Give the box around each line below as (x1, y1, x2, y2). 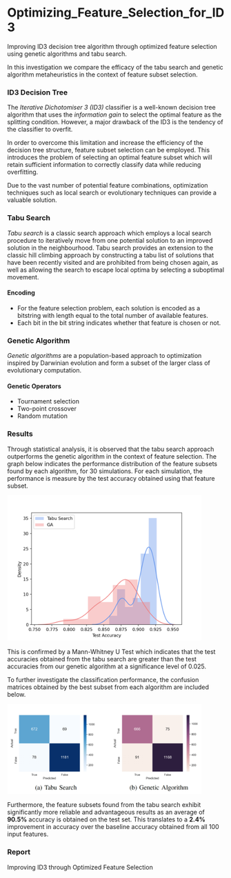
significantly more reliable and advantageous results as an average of (7, 808, 205, 817)
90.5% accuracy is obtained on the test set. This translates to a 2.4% (7, 815, 205, 824)
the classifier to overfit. (7, 126, 73, 134)
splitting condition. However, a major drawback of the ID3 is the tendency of (7, 118, 223, 126)
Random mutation (17, 412, 68, 420)
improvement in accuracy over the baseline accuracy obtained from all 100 (7, 823, 219, 831)
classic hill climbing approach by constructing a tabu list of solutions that (7, 250, 214, 259)
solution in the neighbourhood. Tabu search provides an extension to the (7, 243, 214, 252)
